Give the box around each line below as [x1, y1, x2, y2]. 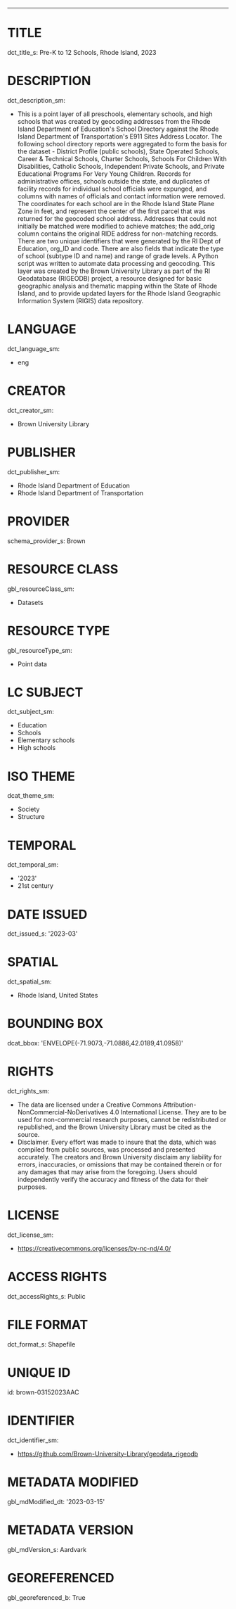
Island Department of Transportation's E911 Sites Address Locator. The [17, 132, 223, 141]
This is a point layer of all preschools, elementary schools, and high [17, 110, 213, 118]
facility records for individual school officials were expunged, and [17, 184, 207, 193]
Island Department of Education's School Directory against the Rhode [17, 125, 219, 133]
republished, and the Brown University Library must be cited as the [17, 1123, 211, 1131]
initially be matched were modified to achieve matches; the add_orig [17, 222, 216, 230]
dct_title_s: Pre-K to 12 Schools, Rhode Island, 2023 [7, 48, 157, 56]
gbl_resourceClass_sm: [7, 585, 75, 593]
